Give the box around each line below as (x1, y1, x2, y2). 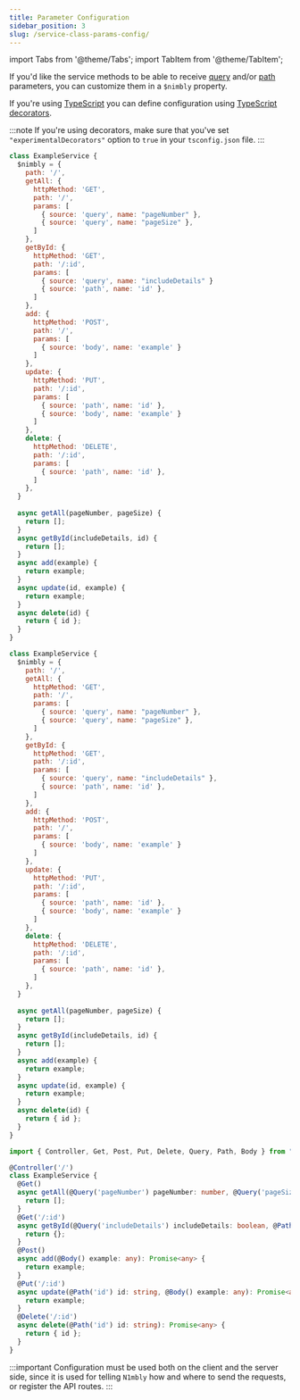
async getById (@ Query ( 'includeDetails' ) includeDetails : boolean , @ (17, 1221, 278, 1230)
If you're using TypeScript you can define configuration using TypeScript (9, 98, 278, 109)
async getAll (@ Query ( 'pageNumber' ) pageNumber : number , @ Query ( (17, 1188, 262, 1197)
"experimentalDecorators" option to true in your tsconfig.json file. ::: (9, 135, 265, 146)
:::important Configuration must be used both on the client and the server (9, 1362, 279, 1372)
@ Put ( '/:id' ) (17, 1279, 66, 1288)
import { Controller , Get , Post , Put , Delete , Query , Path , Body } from (9, 1146, 286, 1156)
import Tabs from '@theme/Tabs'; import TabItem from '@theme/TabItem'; (9, 54, 284, 65)
